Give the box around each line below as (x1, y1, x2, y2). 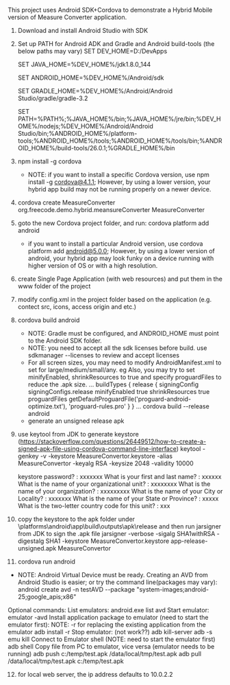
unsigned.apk (17, 544, 57, 552)
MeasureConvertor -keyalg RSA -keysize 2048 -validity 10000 (17, 459, 194, 467)
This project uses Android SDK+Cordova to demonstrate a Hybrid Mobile (8, 6, 213, 14)
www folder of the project (17, 282, 91, 290)
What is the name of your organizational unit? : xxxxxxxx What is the (17, 480, 211, 488)
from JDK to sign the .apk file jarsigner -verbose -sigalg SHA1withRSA (17, 530, 216, 537)
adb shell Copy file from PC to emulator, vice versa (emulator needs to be (8, 642, 215, 651)
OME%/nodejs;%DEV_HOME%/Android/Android (17, 122, 153, 130)
